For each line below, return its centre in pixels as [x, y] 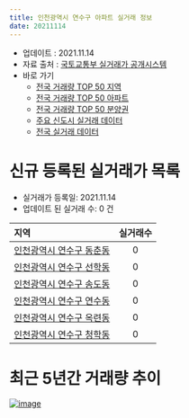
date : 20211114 [38, 26]
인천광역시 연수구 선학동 [62, 268]
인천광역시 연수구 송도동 [62, 284]
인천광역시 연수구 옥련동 [62, 318]
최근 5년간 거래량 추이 [85, 378]
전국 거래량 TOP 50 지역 [78, 86]
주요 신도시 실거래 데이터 [79, 120]
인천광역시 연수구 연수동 [62, 301]
